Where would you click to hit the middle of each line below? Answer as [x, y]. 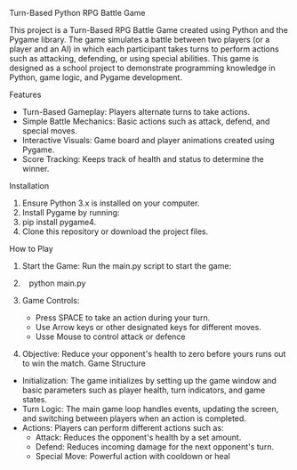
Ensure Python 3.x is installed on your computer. [111, 203]
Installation [29, 186]
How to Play [31, 249]
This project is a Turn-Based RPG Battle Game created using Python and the [149, 30]
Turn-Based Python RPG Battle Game [77, 13]
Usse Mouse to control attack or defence [110, 336]
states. [34, 399]
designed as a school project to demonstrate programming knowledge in [142, 68]
